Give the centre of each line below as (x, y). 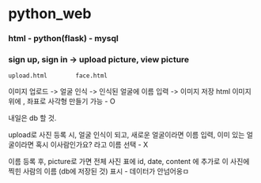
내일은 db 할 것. (32, 118)
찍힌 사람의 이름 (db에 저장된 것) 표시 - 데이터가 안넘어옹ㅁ (99, 171)
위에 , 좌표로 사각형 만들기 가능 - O (62, 101)
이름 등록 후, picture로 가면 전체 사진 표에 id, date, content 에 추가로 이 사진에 (129, 162)
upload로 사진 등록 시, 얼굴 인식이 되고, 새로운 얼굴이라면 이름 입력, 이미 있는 (127, 135)
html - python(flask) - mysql (63, 39)
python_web (50, 14)
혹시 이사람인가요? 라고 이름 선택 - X (92, 145)
